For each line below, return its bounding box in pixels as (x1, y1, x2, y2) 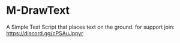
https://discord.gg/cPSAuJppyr (6, 29, 83, 36)
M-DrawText (6, 4, 70, 17)
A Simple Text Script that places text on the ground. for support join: (6, 23, 175, 30)
